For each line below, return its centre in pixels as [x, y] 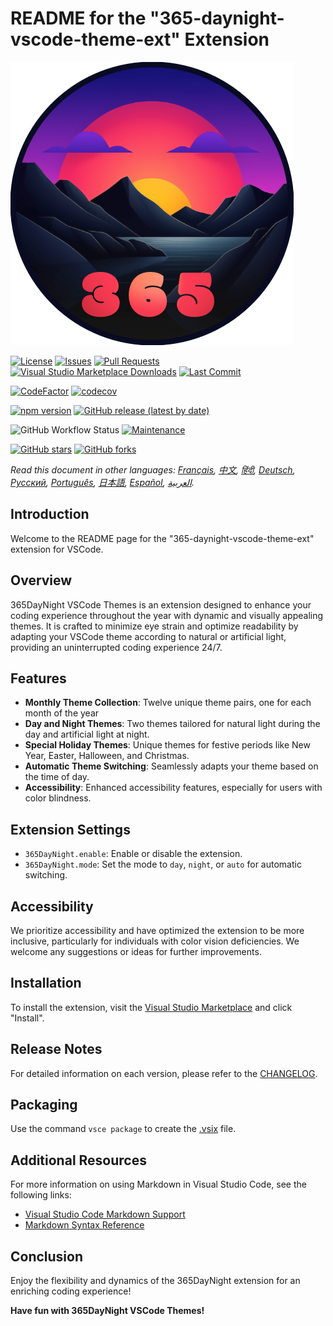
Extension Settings [70, 829]
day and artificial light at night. [87, 734]
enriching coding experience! [71, 1291]
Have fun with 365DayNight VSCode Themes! [107, 1311]
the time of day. [57, 777]
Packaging [44, 1105]
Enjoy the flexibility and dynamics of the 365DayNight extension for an [155, 1281]
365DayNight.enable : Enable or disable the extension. [133, 854]
